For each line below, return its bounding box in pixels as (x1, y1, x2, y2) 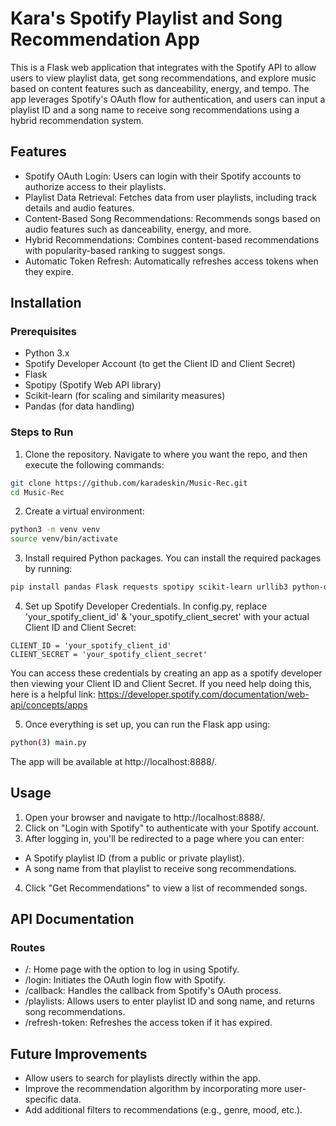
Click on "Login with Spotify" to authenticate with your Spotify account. (24, 822, 320, 834)
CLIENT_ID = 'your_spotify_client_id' (10, 641, 172, 651)
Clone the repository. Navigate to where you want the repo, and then (24, 448, 308, 460)
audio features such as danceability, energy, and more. (24, 223, 252, 235)
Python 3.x (24, 347, 70, 359)
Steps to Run (10, 425, 74, 439)
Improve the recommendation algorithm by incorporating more (24, 1083, 283, 1095)
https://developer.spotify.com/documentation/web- (98, 688, 310, 701)
